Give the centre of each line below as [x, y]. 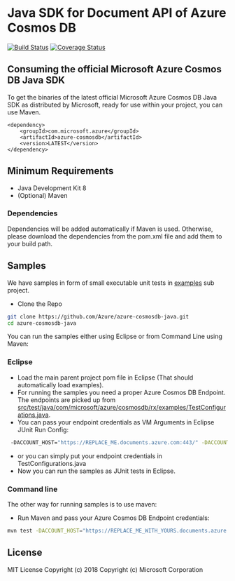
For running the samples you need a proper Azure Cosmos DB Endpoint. [121, 392]
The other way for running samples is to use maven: [82, 504]
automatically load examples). [60, 385]
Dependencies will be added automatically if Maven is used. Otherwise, [110, 229]
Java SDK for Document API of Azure [117, 13]
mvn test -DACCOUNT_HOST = [45, 530]
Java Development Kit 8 [52, 188]
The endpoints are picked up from [66, 400]
